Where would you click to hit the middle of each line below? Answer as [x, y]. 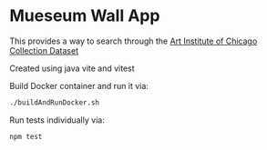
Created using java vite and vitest [72, 68]
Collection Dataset [44, 50]
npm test [26, 136]
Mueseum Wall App [85, 16]
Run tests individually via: [57, 120]
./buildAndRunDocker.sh [55, 102]
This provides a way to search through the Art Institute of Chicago [133, 41]
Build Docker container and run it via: [79, 85]
